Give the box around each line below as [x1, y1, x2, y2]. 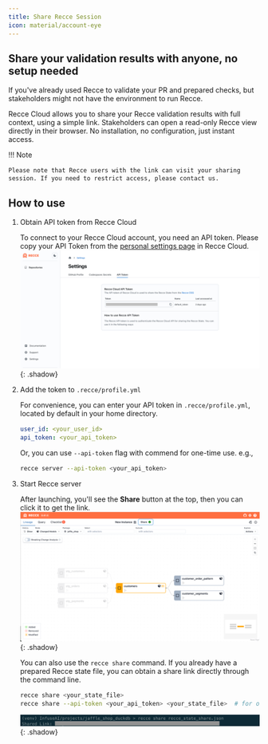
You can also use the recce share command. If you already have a [19, 658, 238, 667]
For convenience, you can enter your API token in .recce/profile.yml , [19, 400, 251, 410]
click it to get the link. [19, 503, 90, 513]
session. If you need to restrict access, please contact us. [8, 175, 219, 183]
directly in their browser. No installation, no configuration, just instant [8, 126, 235, 136]
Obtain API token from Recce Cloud [19, 218, 137, 227]
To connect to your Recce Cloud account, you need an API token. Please [19, 233, 259, 242]
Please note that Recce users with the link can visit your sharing [8, 167, 241, 175]
